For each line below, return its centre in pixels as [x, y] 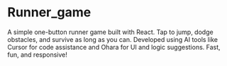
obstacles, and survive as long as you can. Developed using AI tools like [113, 39]
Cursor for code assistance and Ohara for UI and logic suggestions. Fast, [114, 47]
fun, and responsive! [37, 55]
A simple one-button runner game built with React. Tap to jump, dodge [111, 32]
